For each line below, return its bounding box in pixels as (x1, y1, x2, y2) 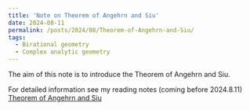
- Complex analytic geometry (15, 48, 111, 56)
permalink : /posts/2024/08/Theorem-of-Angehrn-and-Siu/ (8, 26, 194, 34)
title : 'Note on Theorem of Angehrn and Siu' (8, 11, 159, 20)
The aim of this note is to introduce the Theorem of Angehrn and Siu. (8, 70, 231, 79)
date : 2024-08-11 (8, 19, 65, 27)
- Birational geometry (15, 41, 89, 49)
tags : (8, 33, 26, 42)
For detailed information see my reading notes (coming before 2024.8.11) (8, 85, 243, 94)
